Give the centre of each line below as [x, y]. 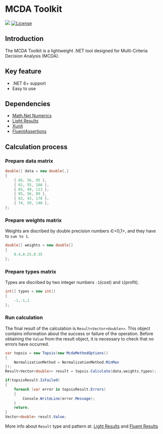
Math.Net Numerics [32, 116]
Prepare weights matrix [34, 220]
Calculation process [36, 147]
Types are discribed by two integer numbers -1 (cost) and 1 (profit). [72, 282]
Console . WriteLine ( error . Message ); [59, 399]
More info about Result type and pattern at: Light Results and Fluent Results [81, 426]
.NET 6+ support [29, 83]
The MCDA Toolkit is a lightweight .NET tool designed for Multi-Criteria [76, 51]
